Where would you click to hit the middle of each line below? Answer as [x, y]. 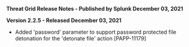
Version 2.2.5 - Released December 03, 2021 [64, 20]
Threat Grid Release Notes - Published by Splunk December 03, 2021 [95, 9]
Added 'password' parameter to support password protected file [96, 32]
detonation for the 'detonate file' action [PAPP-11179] [81, 38]
